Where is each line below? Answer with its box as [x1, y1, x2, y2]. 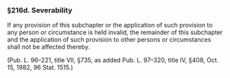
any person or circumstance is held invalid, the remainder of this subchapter [7, 28, 223, 36]
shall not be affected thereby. [7, 43, 91, 51]
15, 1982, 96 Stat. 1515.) [7, 64, 73, 72]
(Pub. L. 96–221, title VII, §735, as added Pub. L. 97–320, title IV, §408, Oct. [7, 56, 219, 64]
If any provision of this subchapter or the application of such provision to [7, 21, 213, 29]
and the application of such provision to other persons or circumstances [7, 36, 211, 44]
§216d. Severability [7, 5, 73, 15]
